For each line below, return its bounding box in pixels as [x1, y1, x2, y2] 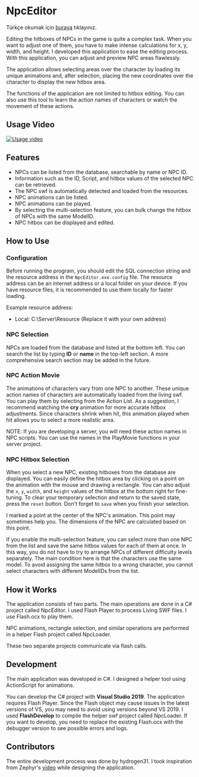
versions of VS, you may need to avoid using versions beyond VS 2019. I [6, 705, 183, 713]
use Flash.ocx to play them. [6, 613, 74, 620]
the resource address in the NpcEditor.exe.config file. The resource [6, 274, 173, 281]
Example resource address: [6, 304, 73, 311]
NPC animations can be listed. [14, 194, 89, 201]
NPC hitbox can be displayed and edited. [14, 218, 115, 226]
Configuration [6, 253, 48, 262]
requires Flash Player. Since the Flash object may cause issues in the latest [6, 699, 189, 706]
